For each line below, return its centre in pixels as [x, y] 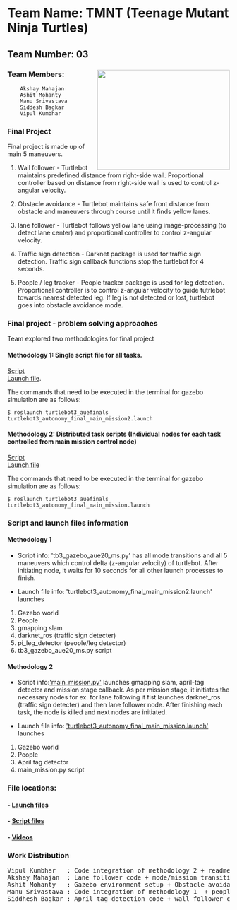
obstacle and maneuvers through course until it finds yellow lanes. [114, 212]
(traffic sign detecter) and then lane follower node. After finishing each [120, 705]
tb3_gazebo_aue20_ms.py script [65, 650]
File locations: [32, 788]
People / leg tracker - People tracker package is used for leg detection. [121, 283]
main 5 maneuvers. [35, 154]
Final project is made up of [46, 147]
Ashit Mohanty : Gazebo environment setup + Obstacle [106, 885]
